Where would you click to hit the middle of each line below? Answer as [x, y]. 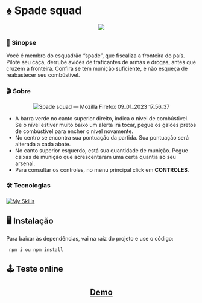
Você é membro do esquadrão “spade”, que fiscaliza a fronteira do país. [96, 56]
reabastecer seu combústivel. [43, 75]
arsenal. [25, 163]
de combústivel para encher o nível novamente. [74, 131]
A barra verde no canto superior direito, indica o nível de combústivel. [102, 118]
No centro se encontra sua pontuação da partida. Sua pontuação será [102, 137]
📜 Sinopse [21, 42]
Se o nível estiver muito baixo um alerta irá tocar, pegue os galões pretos [106, 125]
